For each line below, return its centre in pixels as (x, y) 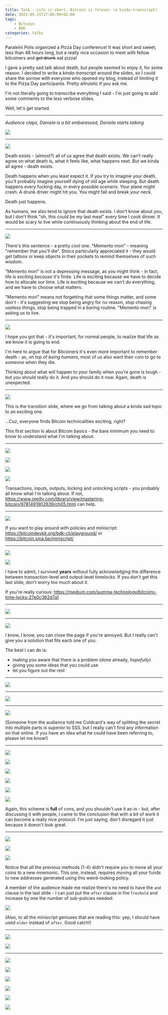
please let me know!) (27, 738)
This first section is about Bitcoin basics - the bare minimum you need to (80, 431)
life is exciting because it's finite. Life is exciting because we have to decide (83, 276)
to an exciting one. (24, 411)
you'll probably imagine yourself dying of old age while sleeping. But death (82, 181)
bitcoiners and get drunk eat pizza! (41, 58)
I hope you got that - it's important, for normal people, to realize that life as (82, 336)
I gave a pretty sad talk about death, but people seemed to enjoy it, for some (84, 67)
